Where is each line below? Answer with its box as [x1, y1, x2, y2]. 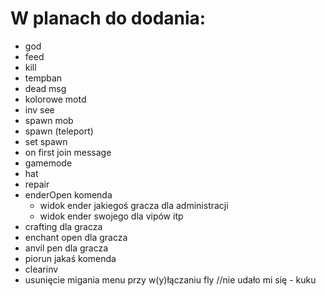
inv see [24, 103, 55, 116]
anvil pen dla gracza [24, 242, 109, 254]
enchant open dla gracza [24, 231, 128, 243]
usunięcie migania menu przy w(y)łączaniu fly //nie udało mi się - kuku [24, 273, 317, 286]
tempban [24, 72, 63, 84]
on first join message [24, 146, 112, 158]
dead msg [24, 82, 67, 94]
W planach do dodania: [10, 7, 207, 30]
